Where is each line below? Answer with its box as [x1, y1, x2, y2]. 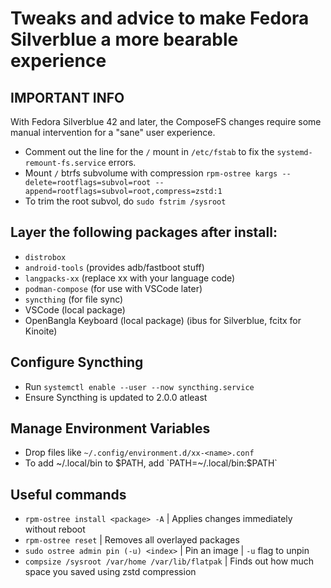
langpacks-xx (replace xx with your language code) [24, 272, 236, 284]
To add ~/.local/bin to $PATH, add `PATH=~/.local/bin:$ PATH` [24, 457, 278, 469]
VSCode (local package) [24, 303, 126, 316]
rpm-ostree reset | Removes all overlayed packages [24, 534, 240, 546]
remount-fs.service [24, 158, 107, 168]
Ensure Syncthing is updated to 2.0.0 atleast [24, 391, 208, 403]
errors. [108, 157, 137, 168]
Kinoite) [24, 325, 58, 337]
